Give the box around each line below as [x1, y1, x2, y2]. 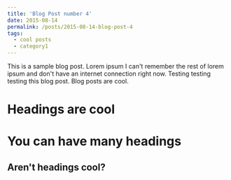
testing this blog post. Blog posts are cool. [7, 77, 129, 85]
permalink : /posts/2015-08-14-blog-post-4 [7, 23, 133, 30]
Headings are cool [7, 102, 115, 118]
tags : [7, 29, 23, 37]
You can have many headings [7, 134, 182, 149]
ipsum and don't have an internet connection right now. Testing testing [7, 69, 211, 78]
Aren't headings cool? [7, 161, 106, 173]
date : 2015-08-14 [7, 17, 58, 24]
